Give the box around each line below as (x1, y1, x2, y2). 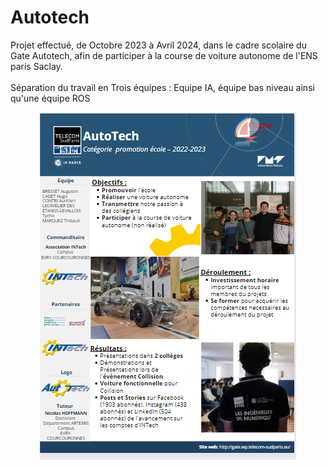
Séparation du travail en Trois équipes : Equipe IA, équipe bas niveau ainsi (10, 81, 315, 93)
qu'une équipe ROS (10, 92, 91, 104)
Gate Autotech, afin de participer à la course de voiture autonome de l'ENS (10, 49, 318, 61)
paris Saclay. (10, 60, 63, 72)
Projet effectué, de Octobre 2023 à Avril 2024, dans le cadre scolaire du (10, 39, 307, 51)
